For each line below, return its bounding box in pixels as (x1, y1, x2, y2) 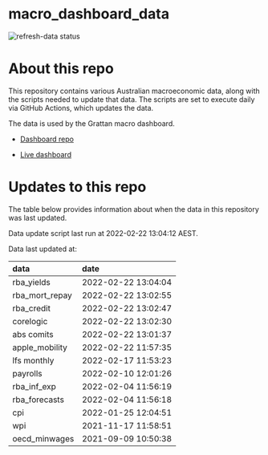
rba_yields (12, 276, 51, 287)
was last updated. (8, 213, 67, 222)
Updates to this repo (8, 178, 147, 197)
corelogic (12, 315, 48, 327)
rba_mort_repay (12, 290, 72, 301)
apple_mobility (12, 342, 68, 353)
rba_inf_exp (12, 380, 56, 392)
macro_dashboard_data (8, 5, 170, 23)
